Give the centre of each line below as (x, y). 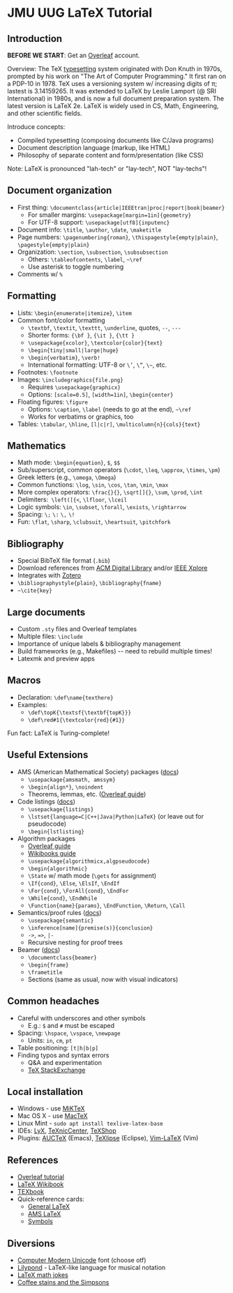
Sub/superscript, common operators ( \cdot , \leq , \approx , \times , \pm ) (119, 470)
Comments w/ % (40, 274)
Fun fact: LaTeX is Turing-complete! (59, 733)
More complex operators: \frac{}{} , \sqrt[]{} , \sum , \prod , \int (110, 492)
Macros (24, 680)
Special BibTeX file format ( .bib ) (63, 561)
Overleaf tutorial (41, 1177)
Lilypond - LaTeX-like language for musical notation (91, 1267)
